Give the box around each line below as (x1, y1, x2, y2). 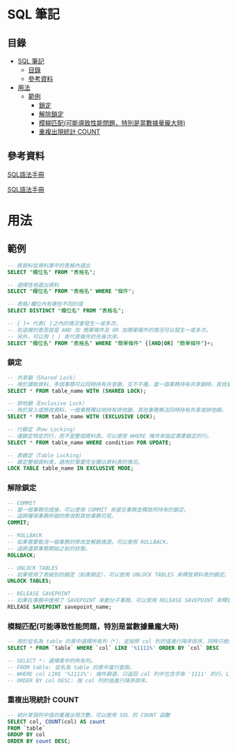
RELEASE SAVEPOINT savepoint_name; (7, 603, 112, 611)
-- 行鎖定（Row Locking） (7, 426, 78, 433)
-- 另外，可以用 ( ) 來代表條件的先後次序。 (7, 333, 122, 340)
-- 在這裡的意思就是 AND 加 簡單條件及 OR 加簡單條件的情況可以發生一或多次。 (7, 326, 212, 333)
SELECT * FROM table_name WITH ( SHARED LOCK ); (7, 387, 147, 394)
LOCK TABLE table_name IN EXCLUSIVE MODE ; (7, 465, 134, 472)
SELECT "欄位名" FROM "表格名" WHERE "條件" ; (7, 288, 135, 295)
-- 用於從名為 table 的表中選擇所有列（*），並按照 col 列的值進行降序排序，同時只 (7, 638, 224, 645)
